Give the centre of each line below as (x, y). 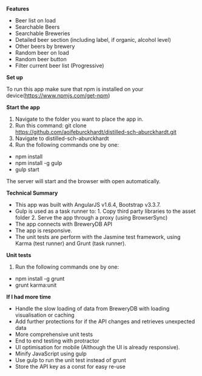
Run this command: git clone (51, 126)
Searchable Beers (37, 27)
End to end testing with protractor (57, 341)
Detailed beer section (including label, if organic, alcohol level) (93, 40)
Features (18, 9)
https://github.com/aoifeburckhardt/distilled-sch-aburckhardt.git (96, 132)
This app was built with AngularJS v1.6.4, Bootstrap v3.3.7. (88, 205)
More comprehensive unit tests (54, 334)
